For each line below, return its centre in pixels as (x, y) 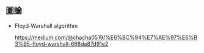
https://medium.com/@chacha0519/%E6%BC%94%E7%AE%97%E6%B (106, 37)
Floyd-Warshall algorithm (46, 25)
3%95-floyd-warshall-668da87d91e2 (61, 43)
